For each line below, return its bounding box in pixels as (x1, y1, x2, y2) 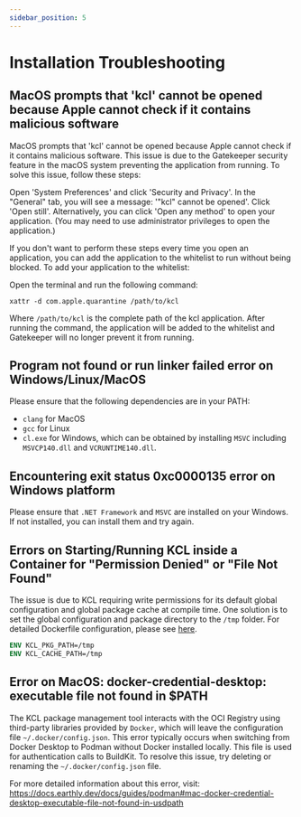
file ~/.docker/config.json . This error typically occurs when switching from (9, 731, 290, 742)
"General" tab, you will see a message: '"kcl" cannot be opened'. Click (9, 196, 270, 207)
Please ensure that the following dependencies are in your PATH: (9, 396, 251, 407)
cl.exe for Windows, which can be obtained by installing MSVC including (22, 433, 287, 444)
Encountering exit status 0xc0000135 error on (9, 468, 276, 484)
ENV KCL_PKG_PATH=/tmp (9, 641, 95, 651)
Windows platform (9, 483, 115, 498)
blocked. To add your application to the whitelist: (9, 261, 190, 272)
